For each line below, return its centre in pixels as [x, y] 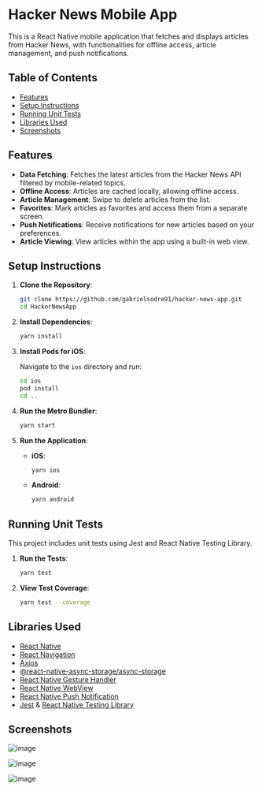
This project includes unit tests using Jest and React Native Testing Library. [130, 543]
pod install [39, 388]
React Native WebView [56, 688]
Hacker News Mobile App [93, 15]
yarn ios [46, 470]
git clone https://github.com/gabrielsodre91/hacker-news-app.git [131, 300]
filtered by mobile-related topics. [72, 182]
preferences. [40, 233]
